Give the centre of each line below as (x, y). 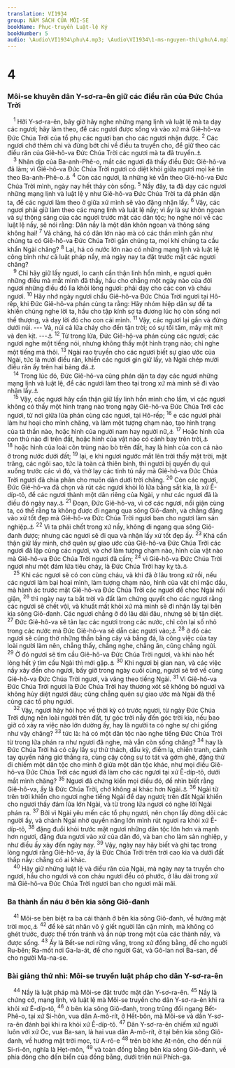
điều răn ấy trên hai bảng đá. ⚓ (51, 367)
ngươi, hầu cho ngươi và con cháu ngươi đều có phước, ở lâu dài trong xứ (113, 876)
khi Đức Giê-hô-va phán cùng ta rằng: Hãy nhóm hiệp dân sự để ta (116, 304)
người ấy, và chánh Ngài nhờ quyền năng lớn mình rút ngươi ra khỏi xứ (108, 820)
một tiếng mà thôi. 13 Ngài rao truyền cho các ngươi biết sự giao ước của (111, 352)
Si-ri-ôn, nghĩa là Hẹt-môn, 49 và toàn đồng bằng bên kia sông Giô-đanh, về (117, 1049)
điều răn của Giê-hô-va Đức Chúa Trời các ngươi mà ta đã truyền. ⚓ (105, 152)
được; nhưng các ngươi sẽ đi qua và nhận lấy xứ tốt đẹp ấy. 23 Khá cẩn (125, 535)
